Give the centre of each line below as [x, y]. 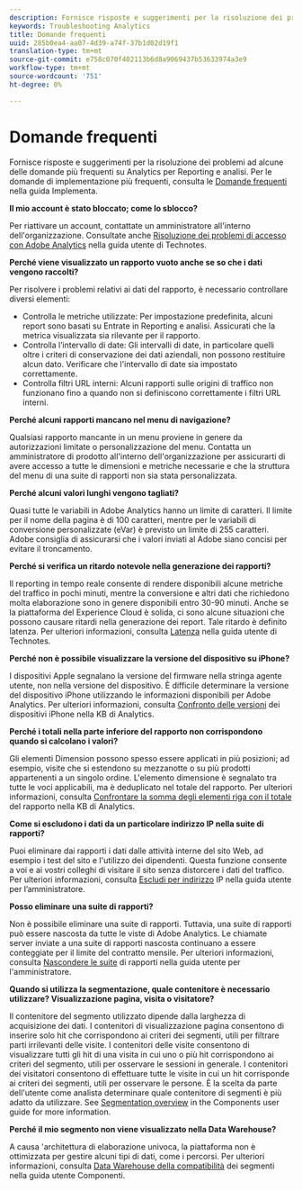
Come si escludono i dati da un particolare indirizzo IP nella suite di [137, 824]
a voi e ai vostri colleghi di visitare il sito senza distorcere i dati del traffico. [147, 870]
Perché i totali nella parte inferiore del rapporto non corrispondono [136, 731]
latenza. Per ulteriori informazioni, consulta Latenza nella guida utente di [143, 631]
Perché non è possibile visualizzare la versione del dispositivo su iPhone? [150, 658]
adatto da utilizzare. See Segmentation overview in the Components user [145, 1102]
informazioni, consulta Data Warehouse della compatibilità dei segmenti [142, 1166]
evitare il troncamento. [51, 548]
